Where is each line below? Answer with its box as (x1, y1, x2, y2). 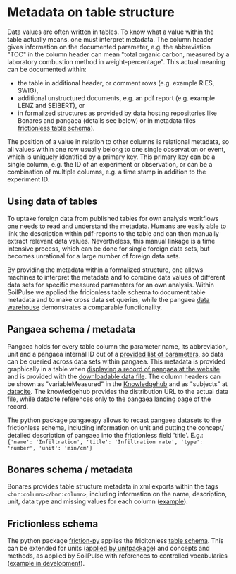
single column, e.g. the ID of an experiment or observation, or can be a (7, 160, 213, 168)
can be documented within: (7, 65, 87, 73)
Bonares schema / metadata (7, 463, 134, 475)
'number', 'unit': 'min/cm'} (7, 444, 93, 452)
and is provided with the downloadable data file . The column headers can (7, 372, 221, 381)
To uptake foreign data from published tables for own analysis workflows (7, 214, 219, 222)
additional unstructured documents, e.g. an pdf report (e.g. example (17, 93, 216, 102)
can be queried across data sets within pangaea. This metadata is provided (7, 357, 226, 366)
